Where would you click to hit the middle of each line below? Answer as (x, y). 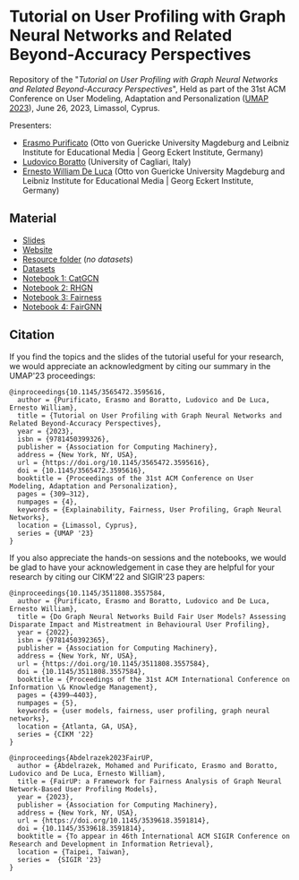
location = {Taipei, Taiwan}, (73, 852)
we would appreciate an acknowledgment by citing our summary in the (140, 366)
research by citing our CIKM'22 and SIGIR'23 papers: (107, 576)
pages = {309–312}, (54, 494)
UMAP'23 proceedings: (52, 375)
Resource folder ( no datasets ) (77, 259)
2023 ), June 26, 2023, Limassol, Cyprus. (85, 108)
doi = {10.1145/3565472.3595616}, (81, 470)
